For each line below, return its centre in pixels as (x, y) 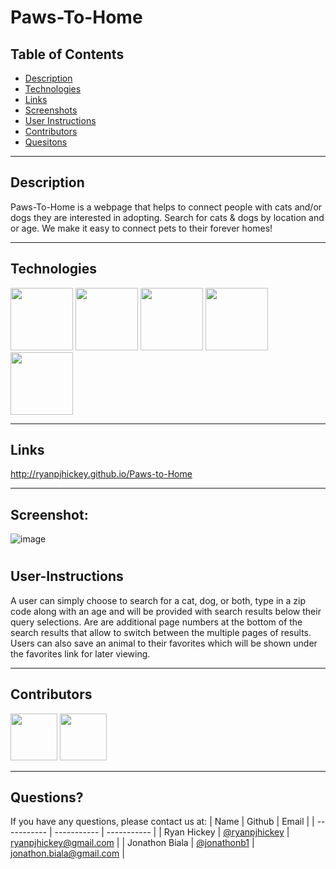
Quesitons (46, 142)
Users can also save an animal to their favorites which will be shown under (164, 643)
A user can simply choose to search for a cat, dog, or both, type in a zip (158, 600)
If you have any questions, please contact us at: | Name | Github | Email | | (162, 822)
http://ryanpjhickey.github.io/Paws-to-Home (101, 474)
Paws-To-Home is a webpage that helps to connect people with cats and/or (166, 207)
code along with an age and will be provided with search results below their (166, 611)
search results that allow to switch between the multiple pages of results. (161, 632)
